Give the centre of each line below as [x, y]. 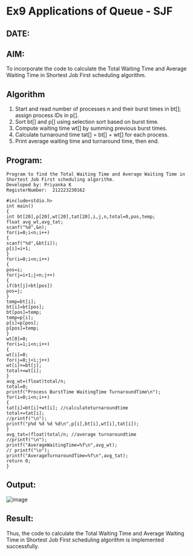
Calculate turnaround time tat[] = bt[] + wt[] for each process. [92, 135]
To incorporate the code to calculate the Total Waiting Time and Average [97, 69]
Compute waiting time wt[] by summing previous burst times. [91, 128]
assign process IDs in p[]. [47, 115]
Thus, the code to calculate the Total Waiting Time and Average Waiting [95, 533]
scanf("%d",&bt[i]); [32, 243]
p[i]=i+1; [19, 249]
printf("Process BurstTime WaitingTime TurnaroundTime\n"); [84, 392]
